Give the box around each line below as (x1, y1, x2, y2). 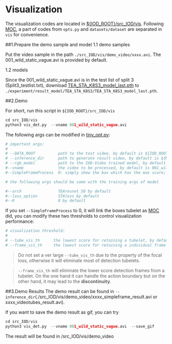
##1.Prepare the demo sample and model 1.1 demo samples (5, 41, 131, 47)
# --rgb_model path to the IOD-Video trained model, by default (5, 161, 166, 166)
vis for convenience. (5, 31, 50, 37)
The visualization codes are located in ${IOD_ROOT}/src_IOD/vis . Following (5, 21, 164, 27)
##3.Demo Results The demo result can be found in (5, 288, 114, 294)
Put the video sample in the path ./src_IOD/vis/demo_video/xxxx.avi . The (5, 51, 161, 58)
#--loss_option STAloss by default (5, 194, 100, 199)
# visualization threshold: (5, 228, 66, 234)
